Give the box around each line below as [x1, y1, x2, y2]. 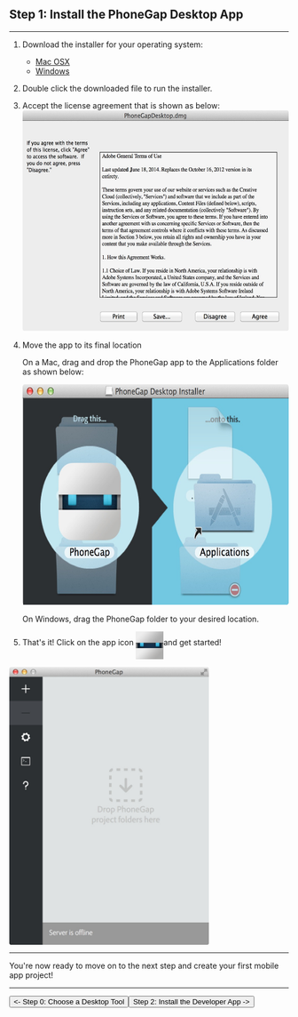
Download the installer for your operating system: [21, 39, 204, 50]
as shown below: [21, 366, 84, 377]
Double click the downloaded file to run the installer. [21, 83, 213, 93]
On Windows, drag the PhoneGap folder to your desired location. [21, 613, 260, 624]
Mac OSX [35, 56, 71, 67]
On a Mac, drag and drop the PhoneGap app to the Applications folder [21, 356, 278, 367]
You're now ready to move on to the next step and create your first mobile [9, 960, 279, 971]
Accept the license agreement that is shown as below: [21, 100, 220, 110]
